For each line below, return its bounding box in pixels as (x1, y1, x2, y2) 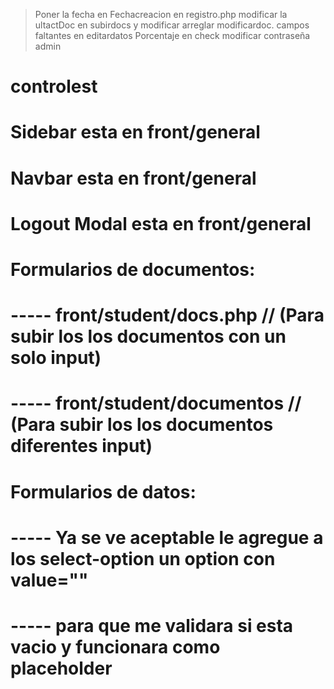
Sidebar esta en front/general (10, 121, 261, 144)
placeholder (10, 657, 113, 679)
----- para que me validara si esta (10, 614, 294, 637)
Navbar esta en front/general (10, 167, 257, 189)
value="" (10, 569, 89, 591)
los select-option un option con (10, 547, 276, 570)
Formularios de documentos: (10, 258, 256, 281)
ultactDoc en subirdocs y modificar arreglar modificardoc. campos (34, 19, 310, 31)
